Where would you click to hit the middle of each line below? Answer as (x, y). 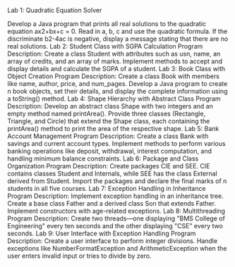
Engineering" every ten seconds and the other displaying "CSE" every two (115, 226)
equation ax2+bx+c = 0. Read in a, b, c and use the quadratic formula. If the (117, 31)
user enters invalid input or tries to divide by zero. (79, 256)
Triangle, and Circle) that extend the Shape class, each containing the (109, 121)
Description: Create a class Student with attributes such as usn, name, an (114, 54)
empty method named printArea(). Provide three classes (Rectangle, (107, 113)
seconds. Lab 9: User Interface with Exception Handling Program (102, 233)
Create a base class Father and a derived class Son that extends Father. (112, 203)
